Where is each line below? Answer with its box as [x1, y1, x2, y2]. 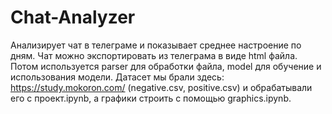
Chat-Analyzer [10, 6, 136, 29]
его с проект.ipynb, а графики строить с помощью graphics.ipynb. [10, 92, 292, 104]
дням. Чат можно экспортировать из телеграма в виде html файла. [10, 49, 298, 61]
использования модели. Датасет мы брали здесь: [10, 71, 225, 83]
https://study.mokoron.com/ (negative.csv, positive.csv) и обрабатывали [10, 81, 313, 93]
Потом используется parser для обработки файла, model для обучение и [10, 60, 322, 72]
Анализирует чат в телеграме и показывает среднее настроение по [10, 39, 302, 51]
